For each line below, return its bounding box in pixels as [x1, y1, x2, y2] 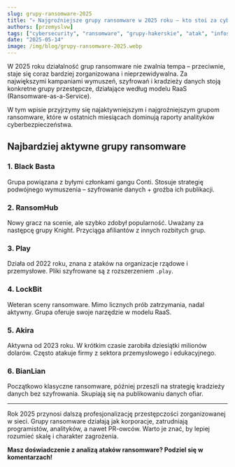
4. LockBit [7, 285, 42, 295]
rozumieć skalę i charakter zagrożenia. [7, 432, 119, 440]
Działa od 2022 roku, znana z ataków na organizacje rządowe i [7, 259, 188, 268]
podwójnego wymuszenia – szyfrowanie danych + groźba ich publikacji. [7, 185, 215, 194]
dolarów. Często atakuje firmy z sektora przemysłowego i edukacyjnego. [7, 348, 217, 357]
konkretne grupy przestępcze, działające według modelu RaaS [7, 85, 187, 93]
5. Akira [7, 325, 34, 335]
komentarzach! [7, 453, 53, 461]
